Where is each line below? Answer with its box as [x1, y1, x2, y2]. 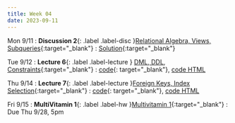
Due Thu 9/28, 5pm [7, 107, 64, 116]
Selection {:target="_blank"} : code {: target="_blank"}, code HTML [7, 86, 200, 95]
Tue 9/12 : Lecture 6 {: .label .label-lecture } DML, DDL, [7, 57, 166, 66]
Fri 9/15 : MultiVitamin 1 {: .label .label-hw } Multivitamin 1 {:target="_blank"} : [7, 100, 228, 108]
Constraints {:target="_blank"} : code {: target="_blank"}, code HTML [7, 65, 206, 74]
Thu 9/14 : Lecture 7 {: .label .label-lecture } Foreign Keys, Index [7, 78, 191, 87]
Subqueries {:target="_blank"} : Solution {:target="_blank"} [7, 44, 176, 52]
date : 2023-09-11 [7, 17, 59, 24]
